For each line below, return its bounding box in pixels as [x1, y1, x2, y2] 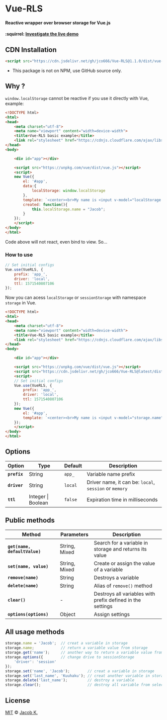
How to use [5, 251, 33, 258]
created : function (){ [23, 202, 68, 207]
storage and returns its [93, 545, 147, 552]
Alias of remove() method [93, 582, 153, 589]
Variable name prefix [86, 470, 135, 477]
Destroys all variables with [93, 590, 156, 597]
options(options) [7, 611, 49, 617]
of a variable [93, 566, 123, 573]
